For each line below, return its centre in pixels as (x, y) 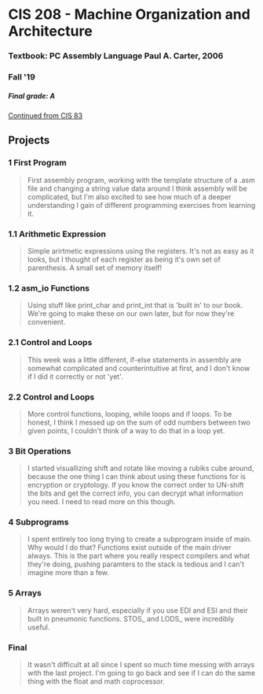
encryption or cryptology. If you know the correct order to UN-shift (135, 485)
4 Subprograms (38, 522)
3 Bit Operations (40, 451)
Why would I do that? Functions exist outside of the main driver (129, 547)
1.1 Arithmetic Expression (57, 234)
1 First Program (37, 163)
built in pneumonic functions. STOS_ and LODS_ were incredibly (131, 618)
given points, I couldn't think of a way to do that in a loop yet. (126, 430)
